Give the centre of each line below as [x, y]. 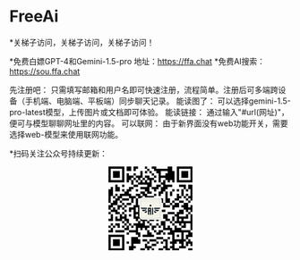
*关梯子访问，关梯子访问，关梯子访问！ [82, 42]
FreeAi [34, 17]
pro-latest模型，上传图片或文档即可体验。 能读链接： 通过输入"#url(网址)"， [149, 112]
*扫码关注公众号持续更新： [59, 153]
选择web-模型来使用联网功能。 [66, 134]
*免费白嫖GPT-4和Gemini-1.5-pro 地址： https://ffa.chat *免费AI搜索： [137, 61]
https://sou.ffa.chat [45, 71]
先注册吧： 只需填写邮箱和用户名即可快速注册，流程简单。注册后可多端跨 [144, 89]
